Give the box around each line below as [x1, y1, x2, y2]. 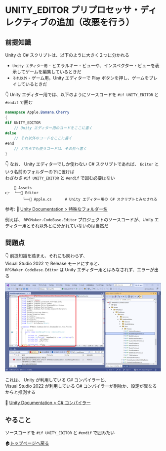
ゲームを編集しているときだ [25, 69, 82, 75]
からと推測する [5, 389, 36, 395]
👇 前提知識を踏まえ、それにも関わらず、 [5, 252, 87, 258]
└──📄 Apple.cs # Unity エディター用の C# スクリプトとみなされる [23, 197, 158, 202]
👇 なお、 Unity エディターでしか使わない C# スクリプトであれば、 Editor [5, 161, 154, 167]
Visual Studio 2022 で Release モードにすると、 [5, 260, 102, 266]
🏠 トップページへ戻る [5, 440, 49, 446]
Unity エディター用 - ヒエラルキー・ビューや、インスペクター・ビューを [12, 63, 156, 68]
